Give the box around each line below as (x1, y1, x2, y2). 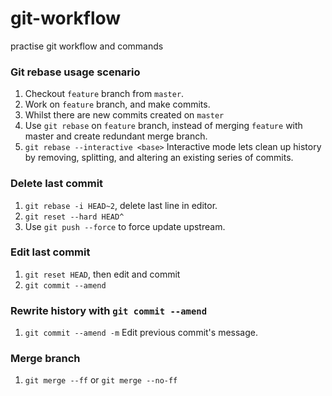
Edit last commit (10, 245, 91, 259)
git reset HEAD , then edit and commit (24, 268, 181, 280)
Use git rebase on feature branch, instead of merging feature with (24, 120, 303, 132)
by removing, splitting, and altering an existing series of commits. (24, 152, 294, 164)
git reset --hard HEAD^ (24, 212, 125, 222)
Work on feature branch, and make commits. (24, 98, 211, 111)
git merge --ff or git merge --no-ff (24, 374, 178, 386)
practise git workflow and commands (10, 40, 164, 52)
